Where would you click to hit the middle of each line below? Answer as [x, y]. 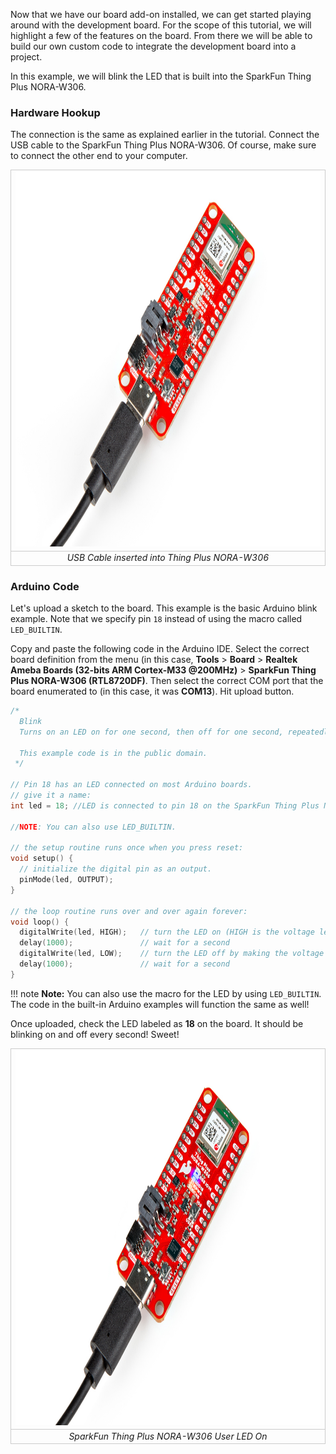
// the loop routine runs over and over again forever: [129, 911]
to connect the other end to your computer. [99, 156]
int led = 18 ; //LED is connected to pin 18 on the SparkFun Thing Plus [165, 805]
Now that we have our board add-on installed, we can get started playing [161, 14]
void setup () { [42, 859]
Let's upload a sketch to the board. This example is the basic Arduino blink [164, 608]
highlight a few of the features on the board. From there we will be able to [161, 35]
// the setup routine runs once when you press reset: [127, 848]
